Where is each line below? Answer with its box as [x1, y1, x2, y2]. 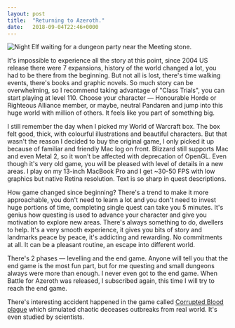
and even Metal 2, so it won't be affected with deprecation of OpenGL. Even [7, 152, 227, 160]
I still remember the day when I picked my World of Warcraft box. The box [7, 122, 220, 131]
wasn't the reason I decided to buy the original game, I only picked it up [7, 137, 215, 146]
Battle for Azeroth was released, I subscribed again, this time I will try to [7, 277, 215, 285]
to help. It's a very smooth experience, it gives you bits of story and [7, 226, 202, 234]
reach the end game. [7, 284, 68, 293]
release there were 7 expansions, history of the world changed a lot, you [7, 64, 217, 72]
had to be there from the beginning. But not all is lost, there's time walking [7, 71, 221, 80]
